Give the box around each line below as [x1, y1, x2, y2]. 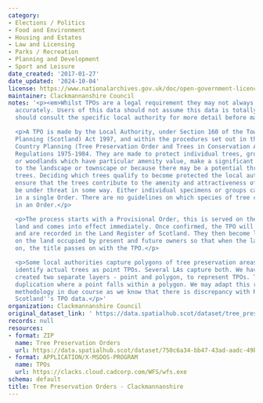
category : [8, 11, 41, 20]
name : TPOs [15, 361, 51, 369]
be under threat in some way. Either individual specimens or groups [15, 186, 247, 194]
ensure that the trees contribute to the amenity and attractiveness [15, 179, 247, 187]
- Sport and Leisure [8, 63, 76, 71]
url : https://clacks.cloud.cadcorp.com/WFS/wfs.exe [15, 368, 188, 376]
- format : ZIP [8, 332, 55, 339]
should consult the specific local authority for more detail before [15, 114, 247, 122]
